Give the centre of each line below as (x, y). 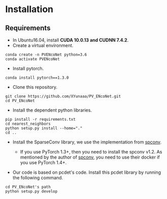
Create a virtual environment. (43, 45)
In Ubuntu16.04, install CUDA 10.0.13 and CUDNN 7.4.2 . (71, 40)
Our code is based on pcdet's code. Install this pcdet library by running (87, 172)
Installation (29, 9)
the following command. (38, 178)
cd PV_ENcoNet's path (28, 187)
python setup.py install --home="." (44, 128)
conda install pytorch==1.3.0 (37, 78)
